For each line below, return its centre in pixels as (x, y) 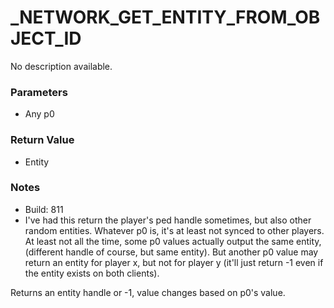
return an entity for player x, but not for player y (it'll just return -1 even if (174, 262)
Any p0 (39, 114)
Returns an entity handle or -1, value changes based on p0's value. (148, 292)
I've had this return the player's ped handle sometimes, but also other (168, 220)
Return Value (42, 140)
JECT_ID (46, 38)
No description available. (61, 66)
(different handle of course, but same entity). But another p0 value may (171, 252)
